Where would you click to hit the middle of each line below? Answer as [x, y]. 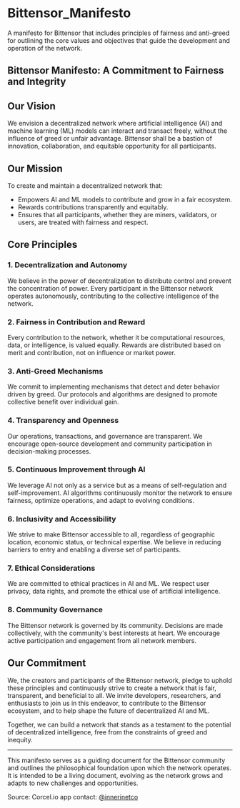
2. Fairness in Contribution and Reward [76, 321]
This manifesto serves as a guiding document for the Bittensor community [116, 760]
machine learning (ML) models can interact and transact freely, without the [117, 131]
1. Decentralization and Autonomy [67, 265]
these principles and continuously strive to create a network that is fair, [112, 688]
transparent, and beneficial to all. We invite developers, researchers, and [114, 695]
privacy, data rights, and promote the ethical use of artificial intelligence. [114, 592]
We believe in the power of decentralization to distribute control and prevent [120, 281]
